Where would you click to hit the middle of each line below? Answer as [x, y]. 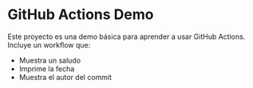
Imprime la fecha [47, 68]
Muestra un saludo [50, 60]
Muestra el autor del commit [65, 77]
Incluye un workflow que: [49, 44]
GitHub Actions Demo [81, 15]
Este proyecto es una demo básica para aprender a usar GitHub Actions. [126, 36]
